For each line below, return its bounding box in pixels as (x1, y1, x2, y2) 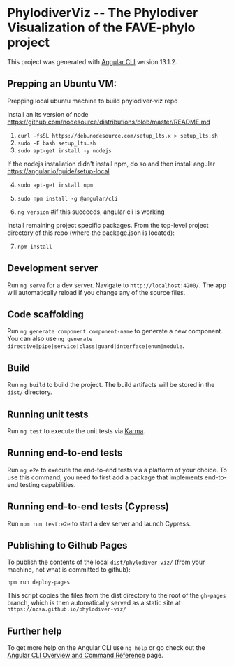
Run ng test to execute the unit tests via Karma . (7, 427, 145, 435)
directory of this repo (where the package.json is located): (7, 229, 175, 237)
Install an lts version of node (7, 110, 89, 118)
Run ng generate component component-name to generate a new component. (7, 327, 224, 335)
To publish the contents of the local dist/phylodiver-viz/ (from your (7, 558, 205, 567)
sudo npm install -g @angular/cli (17, 195, 118, 202)
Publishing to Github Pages (7, 540, 128, 551)
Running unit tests (7, 408, 89, 420)
